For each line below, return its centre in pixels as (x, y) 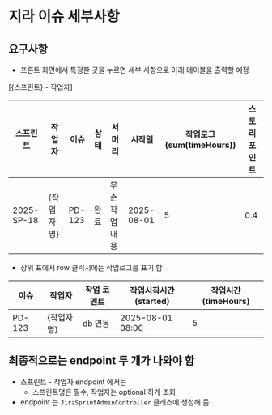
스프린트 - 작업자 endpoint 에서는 (73, 382)
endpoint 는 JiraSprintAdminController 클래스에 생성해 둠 (115, 402)
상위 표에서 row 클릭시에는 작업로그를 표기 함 (91, 267)
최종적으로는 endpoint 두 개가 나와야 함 (102, 361)
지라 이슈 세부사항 (64, 17)
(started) (152, 301)
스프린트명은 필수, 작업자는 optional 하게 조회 (104, 392)
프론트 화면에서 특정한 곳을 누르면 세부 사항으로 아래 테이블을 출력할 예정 (134, 70)
